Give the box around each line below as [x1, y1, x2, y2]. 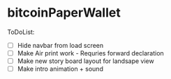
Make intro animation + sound [17, 64, 103, 73]
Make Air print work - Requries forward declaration [17, 49, 164, 57]
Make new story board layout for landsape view [17, 57, 155, 65]
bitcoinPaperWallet [7, 5, 121, 21]
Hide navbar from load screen [17, 41, 104, 49]
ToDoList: [7, 28, 35, 36]
